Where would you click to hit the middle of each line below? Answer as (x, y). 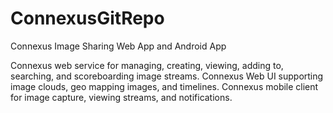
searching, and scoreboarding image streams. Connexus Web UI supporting (167, 76)
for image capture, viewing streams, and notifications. (121, 97)
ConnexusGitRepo (87, 18)
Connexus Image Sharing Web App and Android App (118, 46)
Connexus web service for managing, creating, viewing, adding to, (147, 65)
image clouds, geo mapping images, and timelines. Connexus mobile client (164, 86)
